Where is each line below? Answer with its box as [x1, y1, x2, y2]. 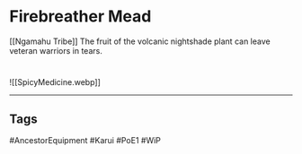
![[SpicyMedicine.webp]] [9, 77, 102, 88]
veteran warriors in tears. [9, 45, 103, 56]
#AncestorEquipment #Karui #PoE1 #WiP [9, 134, 162, 145]
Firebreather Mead [9, 6, 152, 27]
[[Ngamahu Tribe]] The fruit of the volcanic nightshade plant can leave [9, 36, 271, 47]
